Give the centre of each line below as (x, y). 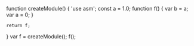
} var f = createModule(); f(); (41, 37)
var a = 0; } (20, 15)
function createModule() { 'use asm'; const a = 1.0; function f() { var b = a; (97, 9)
